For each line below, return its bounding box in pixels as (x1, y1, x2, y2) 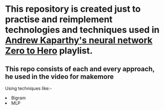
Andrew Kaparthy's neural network (5, 35, 153, 46)
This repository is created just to (5, 3, 141, 15)
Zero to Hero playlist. (5, 45, 93, 56)
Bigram (11, 95, 26, 101)
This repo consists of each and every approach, (5, 65, 155, 73)
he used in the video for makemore (5, 72, 114, 81)
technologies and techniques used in (5, 25, 160, 35)
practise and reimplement (5, 14, 113, 25)
